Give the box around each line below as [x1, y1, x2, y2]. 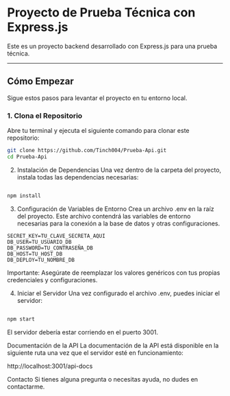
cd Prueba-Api [7, 153, 48, 160]
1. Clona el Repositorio [7, 111, 83, 121]
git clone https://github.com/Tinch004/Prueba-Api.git [7, 147, 167, 154]
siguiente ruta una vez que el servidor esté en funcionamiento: [7, 348, 183, 357]
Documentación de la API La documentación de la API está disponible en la [7, 341, 219, 349]
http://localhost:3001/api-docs [7, 362, 93, 370]
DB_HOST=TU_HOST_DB [7, 250, 63, 258]
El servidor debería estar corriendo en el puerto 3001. [7, 327, 159, 336]
